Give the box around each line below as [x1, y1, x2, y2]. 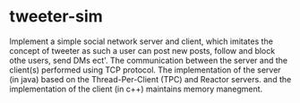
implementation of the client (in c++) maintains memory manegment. [9, 83, 263, 94]
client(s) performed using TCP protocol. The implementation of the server [9, 64, 281, 75]
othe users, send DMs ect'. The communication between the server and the [9, 55, 288, 65]
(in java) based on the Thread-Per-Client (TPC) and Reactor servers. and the [9, 73, 292, 84]
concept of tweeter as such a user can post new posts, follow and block [9, 45, 276, 56]
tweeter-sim [9, 6, 103, 27]
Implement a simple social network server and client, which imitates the [9, 36, 273, 47]
